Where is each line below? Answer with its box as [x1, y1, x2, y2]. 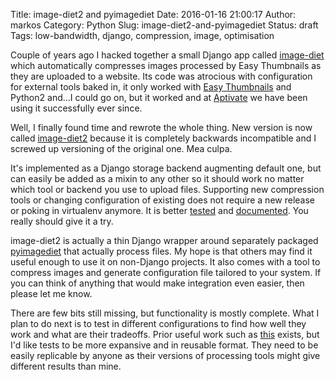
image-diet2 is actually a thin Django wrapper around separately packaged [10, 235, 319, 246]
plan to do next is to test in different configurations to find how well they [10, 318, 307, 329]
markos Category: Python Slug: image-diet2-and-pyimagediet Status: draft [10, 19, 319, 31]
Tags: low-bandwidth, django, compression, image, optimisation [10, 30, 275, 41]
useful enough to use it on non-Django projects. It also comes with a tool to [10, 256, 321, 268]
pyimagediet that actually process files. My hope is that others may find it [10, 245, 313, 257]
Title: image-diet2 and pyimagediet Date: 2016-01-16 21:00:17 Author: [10, 9, 297, 20]
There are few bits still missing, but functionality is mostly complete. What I [10, 307, 320, 319]
